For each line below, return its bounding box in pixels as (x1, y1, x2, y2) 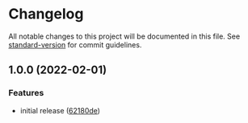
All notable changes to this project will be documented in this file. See (8, 31, 241, 41)
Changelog (8, 5, 84, 23)
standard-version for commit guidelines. (8, 39, 142, 49)
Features (8, 88, 44, 99)
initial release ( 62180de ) (19, 105, 101, 115)
